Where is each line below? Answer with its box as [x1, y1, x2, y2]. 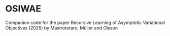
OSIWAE [5, 3, 42, 14]
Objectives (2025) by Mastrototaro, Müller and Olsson [5, 24, 118, 30]
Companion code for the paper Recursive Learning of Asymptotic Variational [5, 19, 165, 25]
